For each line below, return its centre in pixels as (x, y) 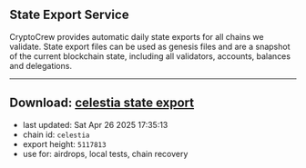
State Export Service (69, 15)
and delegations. (41, 65)
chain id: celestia (56, 134)
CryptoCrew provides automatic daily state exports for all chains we (137, 36)
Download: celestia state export (102, 103)
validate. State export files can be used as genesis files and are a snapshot (150, 46)
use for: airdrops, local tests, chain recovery (105, 153)
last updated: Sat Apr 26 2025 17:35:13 (95, 124)
